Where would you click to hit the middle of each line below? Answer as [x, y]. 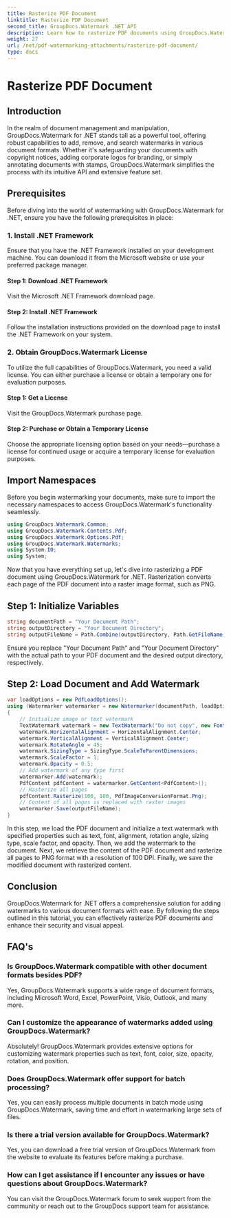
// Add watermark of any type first [72, 770]
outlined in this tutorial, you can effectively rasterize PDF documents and [110, 918]
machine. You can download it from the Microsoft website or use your [106, 257]
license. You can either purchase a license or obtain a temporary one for [109, 375]
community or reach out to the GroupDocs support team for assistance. [108, 1206]
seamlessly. [24, 511]
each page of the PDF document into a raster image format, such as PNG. [111, 584]
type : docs [23, 52]
